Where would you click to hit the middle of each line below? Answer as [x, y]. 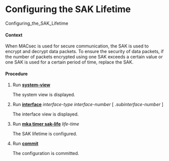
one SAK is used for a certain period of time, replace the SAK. [69, 62]
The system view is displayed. [44, 95]
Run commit [25, 144]
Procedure [16, 74]
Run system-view [31, 85]
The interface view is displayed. [46, 114]
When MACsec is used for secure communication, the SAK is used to [77, 46]
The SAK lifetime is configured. [45, 134]
